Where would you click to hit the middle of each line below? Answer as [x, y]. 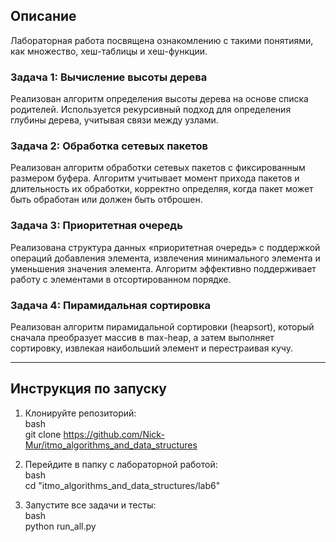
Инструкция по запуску [88, 389]
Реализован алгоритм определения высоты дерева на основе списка [159, 99]
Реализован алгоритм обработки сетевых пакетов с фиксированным [158, 168]
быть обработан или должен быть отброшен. [106, 200]
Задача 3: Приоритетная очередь [96, 226]
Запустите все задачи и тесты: [90, 505]
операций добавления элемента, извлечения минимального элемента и [165, 258]
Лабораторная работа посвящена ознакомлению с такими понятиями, [162, 40]
